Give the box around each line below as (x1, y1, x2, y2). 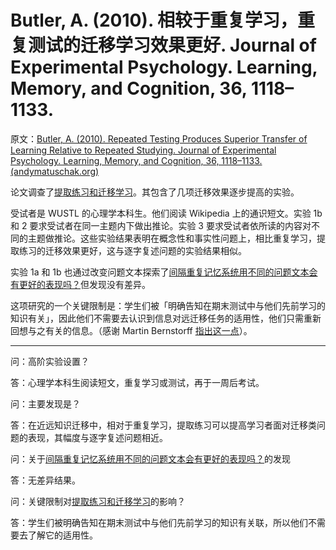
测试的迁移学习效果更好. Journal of (28, 34, 317, 57)
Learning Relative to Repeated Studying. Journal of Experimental (10, 144, 277, 156)
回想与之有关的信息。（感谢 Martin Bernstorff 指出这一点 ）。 (10, 324, 253, 336)
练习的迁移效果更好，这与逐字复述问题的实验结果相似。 (18, 244, 247, 256)
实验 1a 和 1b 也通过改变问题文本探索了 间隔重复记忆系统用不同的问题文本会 (10, 266, 318, 278)
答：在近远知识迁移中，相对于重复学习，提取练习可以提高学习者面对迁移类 (10, 419, 317, 431)
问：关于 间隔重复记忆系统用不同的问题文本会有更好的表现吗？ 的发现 (10, 452, 291, 465)
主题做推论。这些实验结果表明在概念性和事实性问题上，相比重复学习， (27, 232, 317, 244)
